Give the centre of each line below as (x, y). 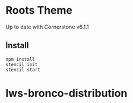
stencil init (22, 64)
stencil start (23, 70)
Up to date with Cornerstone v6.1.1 (47, 27)
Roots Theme (39, 10)
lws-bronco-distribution (66, 93)
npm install (20, 59)
